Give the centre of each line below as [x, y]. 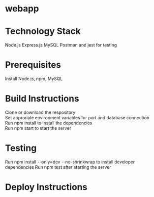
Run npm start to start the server [38, 128]
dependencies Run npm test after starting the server [58, 167]
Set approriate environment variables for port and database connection [77, 118]
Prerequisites [33, 65]
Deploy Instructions [46, 187]
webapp [22, 9]
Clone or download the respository [40, 112]
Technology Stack [43, 31]
